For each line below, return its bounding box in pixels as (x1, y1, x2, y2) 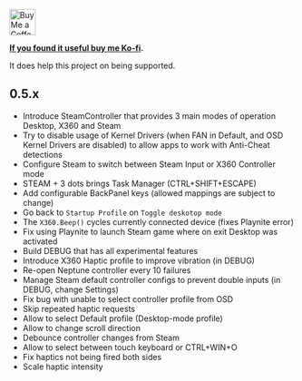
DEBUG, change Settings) (22, 284, 120, 295)
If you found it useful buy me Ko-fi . (9, 43, 144, 54)
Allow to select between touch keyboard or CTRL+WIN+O (22, 341, 238, 353)
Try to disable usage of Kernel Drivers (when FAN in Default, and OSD (22, 130, 284, 141)
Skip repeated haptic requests (22, 303, 136, 314)
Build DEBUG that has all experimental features (22, 245, 199, 256)
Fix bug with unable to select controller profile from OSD (22, 293, 234, 304)
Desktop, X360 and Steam (22, 120, 122, 131)
